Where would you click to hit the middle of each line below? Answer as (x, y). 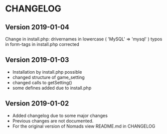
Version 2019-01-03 (37, 60)
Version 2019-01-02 (37, 103)
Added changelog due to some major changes (60, 116)
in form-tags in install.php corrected (42, 44)
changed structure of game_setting (48, 77)
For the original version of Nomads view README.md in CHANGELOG (84, 126)
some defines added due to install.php (52, 88)
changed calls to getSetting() (42, 82)
